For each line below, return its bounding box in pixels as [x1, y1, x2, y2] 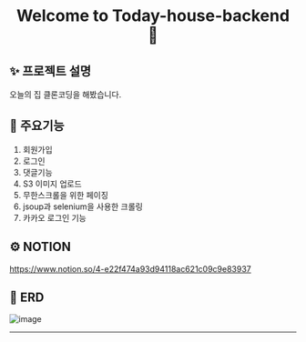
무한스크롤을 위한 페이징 [22, 189, 109, 200]
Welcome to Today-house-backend [16, 5, 290, 26]
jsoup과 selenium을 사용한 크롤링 [22, 201, 143, 212]
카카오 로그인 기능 [22, 212, 87, 223]
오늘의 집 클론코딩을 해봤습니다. [9, 89, 122, 100]
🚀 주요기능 [9, 118, 66, 134]
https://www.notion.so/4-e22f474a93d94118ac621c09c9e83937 [9, 263, 252, 274]
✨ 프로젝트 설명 [9, 63, 92, 78]
